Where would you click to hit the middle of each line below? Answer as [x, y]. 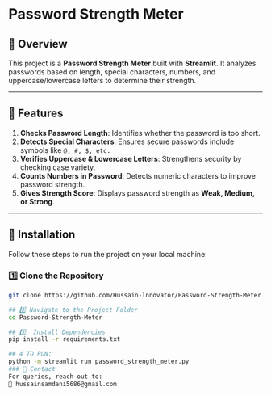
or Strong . [37, 201]
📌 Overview [38, 44]
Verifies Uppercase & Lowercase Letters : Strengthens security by [131, 158]
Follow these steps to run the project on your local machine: [108, 254]
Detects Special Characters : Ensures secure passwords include [127, 141]
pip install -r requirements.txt [65, 339]
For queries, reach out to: [56, 377]
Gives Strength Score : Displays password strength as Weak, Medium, [138, 193]
